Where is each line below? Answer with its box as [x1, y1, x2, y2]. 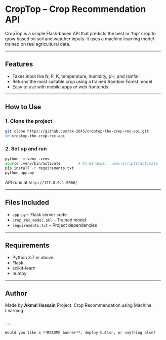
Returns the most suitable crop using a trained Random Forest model [12, 78, 152, 84]
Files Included [5, 199, 49, 207]
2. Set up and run [5, 145, 47, 152]
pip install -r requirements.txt [5, 166, 74, 171]
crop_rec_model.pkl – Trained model [12, 217, 86, 223]
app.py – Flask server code [12, 211, 67, 217]
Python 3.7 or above [12, 254, 54, 260]
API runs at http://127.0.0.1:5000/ [5, 179, 78, 185]
